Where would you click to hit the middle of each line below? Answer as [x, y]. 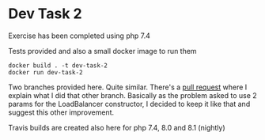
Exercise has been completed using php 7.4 [79, 36]
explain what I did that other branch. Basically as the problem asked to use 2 [132, 95]
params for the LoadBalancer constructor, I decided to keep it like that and [129, 104]
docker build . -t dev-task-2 [58, 65]
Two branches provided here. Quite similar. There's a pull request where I [128, 87]
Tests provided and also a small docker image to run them [102, 51]
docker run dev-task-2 [45, 72]
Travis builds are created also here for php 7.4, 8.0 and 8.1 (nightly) [117, 127]
